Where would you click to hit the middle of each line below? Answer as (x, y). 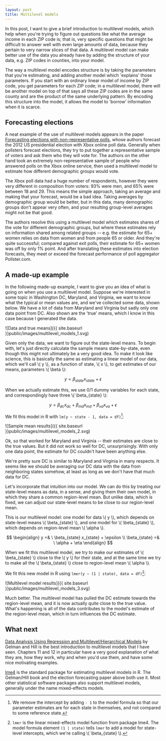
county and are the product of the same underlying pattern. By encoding (79, 96)
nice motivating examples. (32, 662)
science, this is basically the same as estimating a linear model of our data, (82, 359)
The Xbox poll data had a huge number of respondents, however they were (82, 181)
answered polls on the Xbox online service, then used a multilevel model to (81, 166)
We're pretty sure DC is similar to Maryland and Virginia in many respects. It (82, 461)
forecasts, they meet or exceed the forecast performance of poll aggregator (82, 254)
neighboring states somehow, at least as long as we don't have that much (80, 472)
